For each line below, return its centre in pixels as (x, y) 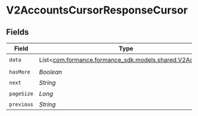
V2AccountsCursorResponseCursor (97, 10)
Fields (18, 32)
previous (21, 105)
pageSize (21, 94)
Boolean (51, 72)
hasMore (20, 72)
